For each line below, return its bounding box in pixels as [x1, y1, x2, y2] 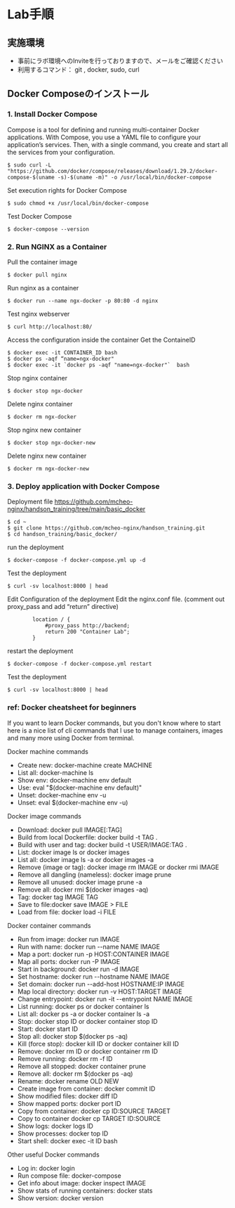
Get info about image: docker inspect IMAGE [17, 1178, 146, 1187]
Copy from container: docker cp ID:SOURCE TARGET [17, 1107, 170, 1115]
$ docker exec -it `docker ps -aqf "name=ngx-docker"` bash [7, 361, 190, 368]
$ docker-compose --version [7, 226, 90, 233]
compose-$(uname [7, 174, 55, 181]
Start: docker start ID [17, 1024, 79, 1033]
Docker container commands [7, 921, 91, 930]
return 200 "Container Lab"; [44, 629, 130, 636]
